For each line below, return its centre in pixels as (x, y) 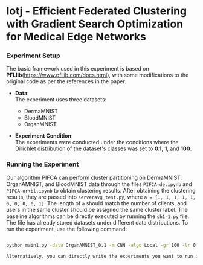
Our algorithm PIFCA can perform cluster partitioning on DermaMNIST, (94, 177)
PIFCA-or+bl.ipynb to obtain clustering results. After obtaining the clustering (101, 190)
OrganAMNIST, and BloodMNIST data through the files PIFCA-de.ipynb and (99, 184)
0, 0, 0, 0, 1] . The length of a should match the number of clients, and (97, 203)
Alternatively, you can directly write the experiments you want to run (100, 256)
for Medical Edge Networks (76, 37)
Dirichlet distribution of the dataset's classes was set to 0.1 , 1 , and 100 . (103, 148)
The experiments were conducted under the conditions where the (97, 142)
